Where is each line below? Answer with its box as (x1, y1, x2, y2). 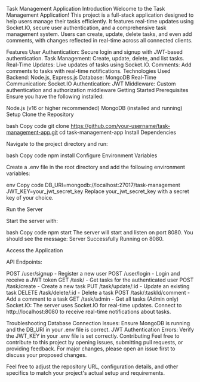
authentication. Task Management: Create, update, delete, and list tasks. (6, 55, 184, 62)
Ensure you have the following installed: (6, 93, 104, 100)
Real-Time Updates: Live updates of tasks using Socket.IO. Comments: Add (6, 61, 192, 68)
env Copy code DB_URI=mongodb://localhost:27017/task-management (6, 182, 180, 188)
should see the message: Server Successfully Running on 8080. (6, 236, 164, 242)
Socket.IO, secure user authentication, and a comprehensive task (6, 24, 167, 31)
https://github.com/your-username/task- (70, 123, 171, 129)
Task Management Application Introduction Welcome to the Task (6, 5, 165, 12)
